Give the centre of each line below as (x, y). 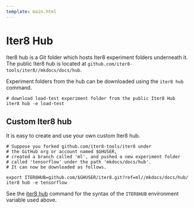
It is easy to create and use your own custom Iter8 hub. (73, 136)
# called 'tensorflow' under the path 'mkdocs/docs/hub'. (79, 162)
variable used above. (32, 200)
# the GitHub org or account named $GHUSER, (62, 152)
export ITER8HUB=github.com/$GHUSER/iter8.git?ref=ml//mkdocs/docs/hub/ (97, 178)
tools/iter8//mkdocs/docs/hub (43, 70)
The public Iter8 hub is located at (46, 63)
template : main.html (32, 12)
